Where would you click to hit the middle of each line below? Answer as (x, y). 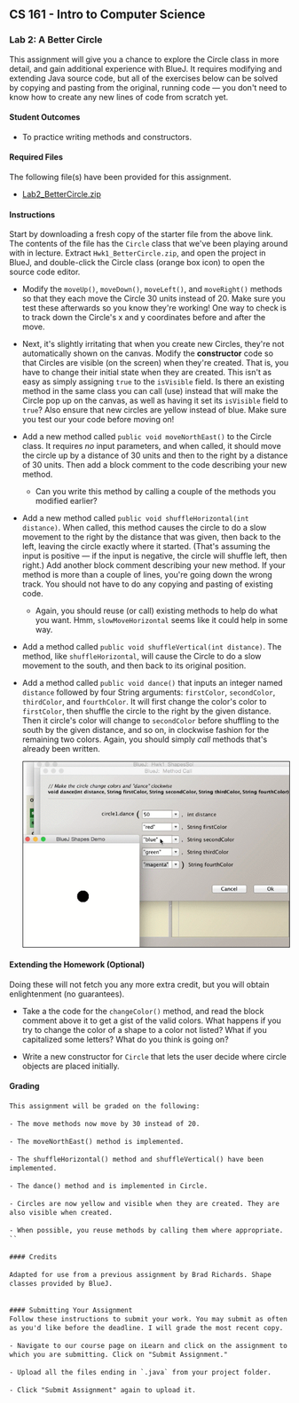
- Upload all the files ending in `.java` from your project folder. (141, 1373)
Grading (24, 1086)
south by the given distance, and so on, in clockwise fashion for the (146, 730)
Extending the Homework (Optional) (77, 965)
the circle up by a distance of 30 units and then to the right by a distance (155, 455)
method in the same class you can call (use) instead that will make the (150, 391)
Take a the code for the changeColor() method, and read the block (143, 1011)
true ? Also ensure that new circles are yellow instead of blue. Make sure (154, 410)
